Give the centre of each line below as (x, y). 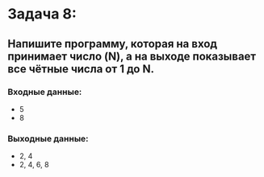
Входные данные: (45, 92)
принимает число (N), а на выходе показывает (132, 56)
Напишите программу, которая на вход (113, 44)
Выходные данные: (48, 138)
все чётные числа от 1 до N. (81, 69)
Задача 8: (42, 14)
